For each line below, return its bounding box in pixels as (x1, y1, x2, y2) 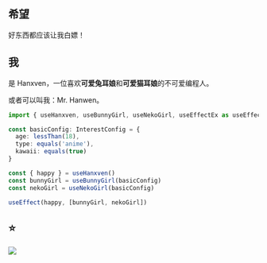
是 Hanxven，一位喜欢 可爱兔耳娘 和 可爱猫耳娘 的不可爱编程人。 (8, 78, 214, 87)
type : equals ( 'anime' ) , (15, 140, 94, 149)
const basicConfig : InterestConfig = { (8, 126, 141, 133)
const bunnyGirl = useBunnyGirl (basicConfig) (8, 176, 161, 184)
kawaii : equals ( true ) (15, 148, 87, 156)
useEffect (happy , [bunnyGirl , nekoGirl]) (8, 198, 148, 207)
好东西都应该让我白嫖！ (8, 30, 85, 40)
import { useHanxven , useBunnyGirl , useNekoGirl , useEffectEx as (8, 110, 229, 119)
